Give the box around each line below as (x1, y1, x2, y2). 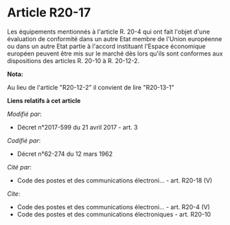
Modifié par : (7, 110, 43, 118)
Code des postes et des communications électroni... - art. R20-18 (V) (16, 176, 213, 185)
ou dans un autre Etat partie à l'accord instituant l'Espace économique (7, 42, 206, 50)
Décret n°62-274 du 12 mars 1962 (16, 150, 113, 158)
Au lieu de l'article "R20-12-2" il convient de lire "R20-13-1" (7, 83, 174, 91)
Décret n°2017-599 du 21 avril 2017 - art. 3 (16, 123, 138, 131)
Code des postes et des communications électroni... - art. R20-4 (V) (16, 202, 211, 211)
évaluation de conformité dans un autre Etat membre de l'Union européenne (7, 34, 222, 43)
